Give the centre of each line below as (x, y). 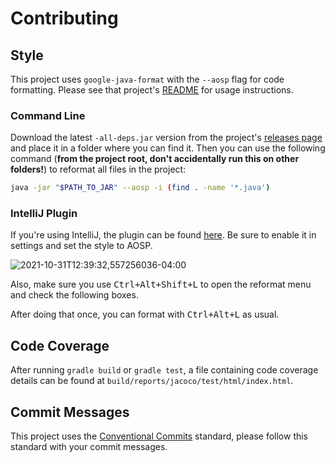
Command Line (48, 115)
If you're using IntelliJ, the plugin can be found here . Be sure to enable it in (163, 235)
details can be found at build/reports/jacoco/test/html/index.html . (152, 381)
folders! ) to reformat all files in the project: (98, 169)
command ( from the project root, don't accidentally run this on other (155, 159)
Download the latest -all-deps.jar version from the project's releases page (166, 138)
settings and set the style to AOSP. (81, 246)
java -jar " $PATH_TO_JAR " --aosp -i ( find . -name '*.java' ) (140, 188)
